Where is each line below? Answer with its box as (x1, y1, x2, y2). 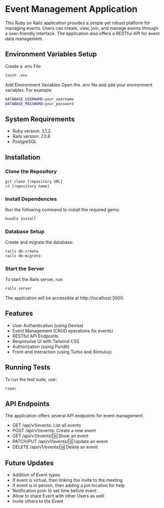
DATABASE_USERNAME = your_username (5, 97, 74, 102)
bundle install (5, 216, 37, 221)
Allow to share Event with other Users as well (12, 493, 105, 499)
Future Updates (5, 458, 54, 467)
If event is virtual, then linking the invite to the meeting (12, 477, 123, 483)
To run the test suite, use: (5, 376, 57, 382)
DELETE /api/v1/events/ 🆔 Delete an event (12, 444, 98, 450)
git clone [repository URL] (5, 179, 63, 184)
